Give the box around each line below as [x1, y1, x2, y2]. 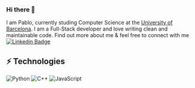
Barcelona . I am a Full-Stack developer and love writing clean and [6, 25, 168, 32]
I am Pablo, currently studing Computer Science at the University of [6, 19, 173, 26]
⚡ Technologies [6, 56, 65, 66]
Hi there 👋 [6, 5, 36, 14]
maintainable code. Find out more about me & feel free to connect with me [6, 32, 190, 39]
